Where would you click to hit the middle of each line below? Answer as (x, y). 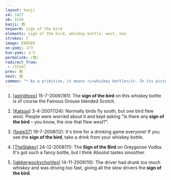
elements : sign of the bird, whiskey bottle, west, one (66, 34)
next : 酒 (14, 76)
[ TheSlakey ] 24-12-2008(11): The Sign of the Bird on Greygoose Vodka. (88, 147)
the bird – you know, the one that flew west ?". (61, 122)
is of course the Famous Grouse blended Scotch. (64, 101)
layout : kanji (20, 10)
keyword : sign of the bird (34, 29)
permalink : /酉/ (22, 57)
